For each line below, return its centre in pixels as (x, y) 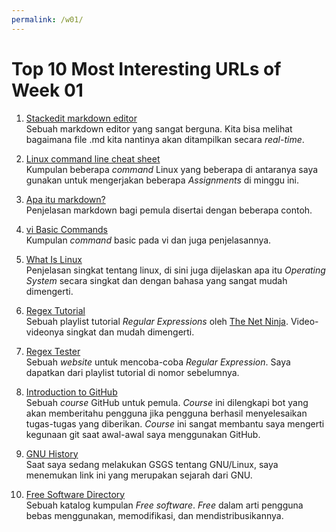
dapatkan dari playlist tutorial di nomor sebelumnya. (132, 372)
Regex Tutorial (55, 310)
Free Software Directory (75, 494)
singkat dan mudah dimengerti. (130, 332)
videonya (44, 332)
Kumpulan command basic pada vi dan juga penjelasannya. (148, 240)
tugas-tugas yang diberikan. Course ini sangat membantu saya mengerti (175, 423)
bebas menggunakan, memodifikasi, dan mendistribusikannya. (154, 515)
